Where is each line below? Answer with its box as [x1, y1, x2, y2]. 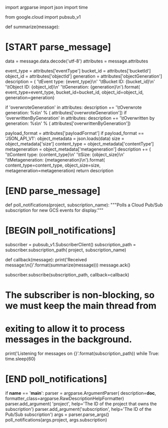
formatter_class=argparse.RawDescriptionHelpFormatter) [5, 395, 124, 401]
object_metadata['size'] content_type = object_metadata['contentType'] [5, 140, 154, 147]
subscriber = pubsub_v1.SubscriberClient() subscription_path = [5, 241, 136, 247]
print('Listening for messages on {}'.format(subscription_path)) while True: [5, 350, 159, 356]
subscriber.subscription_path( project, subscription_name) [5, 247, 127, 253]
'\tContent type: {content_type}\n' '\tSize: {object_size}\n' [5, 151, 125, 158]
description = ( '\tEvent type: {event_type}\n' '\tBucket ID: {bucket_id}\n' [5, 78, 155, 85]
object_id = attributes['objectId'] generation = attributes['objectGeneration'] [5, 73, 162, 79]
